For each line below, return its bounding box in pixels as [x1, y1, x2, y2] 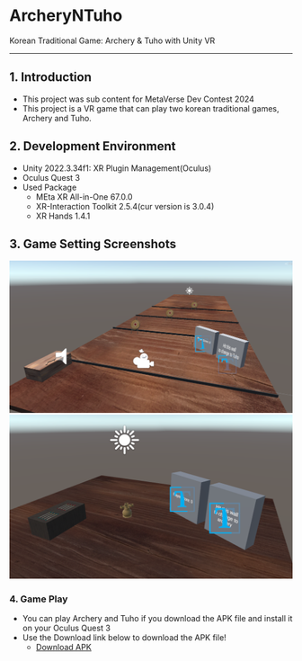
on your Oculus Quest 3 [22, 622, 111, 634]
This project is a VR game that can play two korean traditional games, [22, 103, 280, 113]
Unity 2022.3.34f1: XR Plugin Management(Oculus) [22, 163, 212, 174]
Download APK [35, 642, 92, 653]
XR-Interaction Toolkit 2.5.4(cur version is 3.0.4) [35, 201, 215, 211]
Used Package [22, 182, 77, 192]
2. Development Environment [9, 138, 176, 154]
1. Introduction [9, 69, 92, 85]
